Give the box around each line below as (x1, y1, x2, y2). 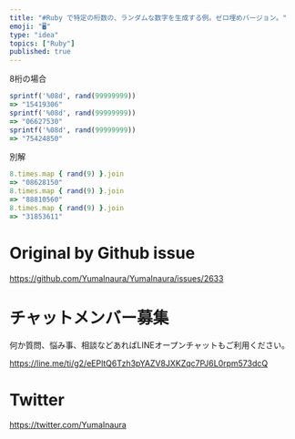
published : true (9, 47, 71, 56)
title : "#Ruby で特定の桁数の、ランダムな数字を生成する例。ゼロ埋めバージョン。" (9, 13, 287, 23)
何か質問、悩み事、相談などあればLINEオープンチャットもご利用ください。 (9, 339, 290, 351)
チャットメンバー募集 (9, 307, 169, 328)
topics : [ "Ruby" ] (9, 38, 76, 48)
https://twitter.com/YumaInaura (9, 420, 127, 431)
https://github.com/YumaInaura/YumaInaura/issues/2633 (9, 272, 224, 283)
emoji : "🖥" (9, 22, 52, 31)
